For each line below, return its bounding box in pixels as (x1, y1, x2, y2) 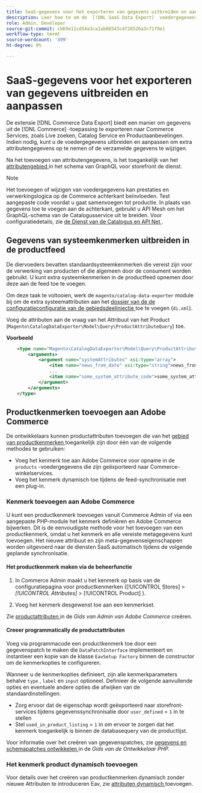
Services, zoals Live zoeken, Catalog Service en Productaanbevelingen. (6, 132, 185, 139)
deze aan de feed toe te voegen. (6, 280, 87, 287)
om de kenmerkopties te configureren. (6, 659, 102, 667)
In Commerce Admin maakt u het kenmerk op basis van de (14, 576, 161, 584)
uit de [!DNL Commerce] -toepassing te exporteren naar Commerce (6, 125, 174, 132)
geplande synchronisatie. (6, 549, 69, 557)
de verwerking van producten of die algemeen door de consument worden (6, 267, 191, 274)
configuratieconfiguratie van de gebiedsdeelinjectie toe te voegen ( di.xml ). (6, 304, 193, 312)
